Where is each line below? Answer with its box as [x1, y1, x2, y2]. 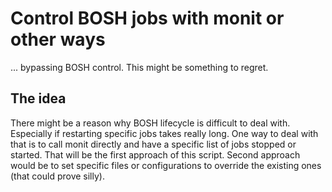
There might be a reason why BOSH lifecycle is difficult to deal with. [10, 117, 291, 129]
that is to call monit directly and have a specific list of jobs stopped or [10, 138, 297, 150]
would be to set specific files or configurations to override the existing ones [10, 159, 322, 171]
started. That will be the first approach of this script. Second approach [10, 148, 301, 161]
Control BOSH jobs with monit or [10, 7, 285, 30]
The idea [10, 90, 67, 107]
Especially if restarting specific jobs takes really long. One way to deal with [10, 127, 319, 139]
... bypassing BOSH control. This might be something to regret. [10, 61, 269, 73]
